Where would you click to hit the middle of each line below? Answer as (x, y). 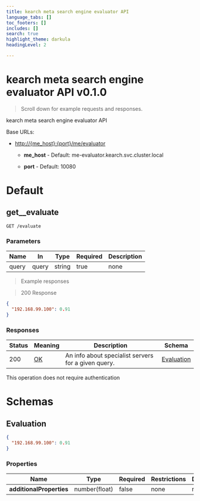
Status (19, 346)
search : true (22, 34)
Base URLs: (20, 132)
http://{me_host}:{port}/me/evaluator (60, 143)
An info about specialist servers (109, 356)
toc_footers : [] (26, 23)
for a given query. (90, 363)
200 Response (39, 293)
